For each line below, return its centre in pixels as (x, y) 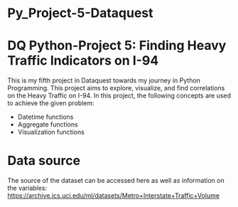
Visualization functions (51, 132)
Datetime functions (45, 117)
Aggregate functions (48, 124)
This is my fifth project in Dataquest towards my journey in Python (104, 80)
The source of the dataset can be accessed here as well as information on (116, 181)
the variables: (27, 188)
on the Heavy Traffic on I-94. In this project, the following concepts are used (119, 96)
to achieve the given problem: (51, 103)
